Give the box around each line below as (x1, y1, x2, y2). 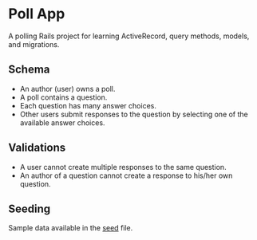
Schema (8, 63, 50, 77)
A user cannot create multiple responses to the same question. (19, 162, 227, 171)
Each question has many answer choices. (19, 100, 157, 110)
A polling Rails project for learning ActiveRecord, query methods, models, (8, 31, 250, 41)
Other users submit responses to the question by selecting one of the (19, 109, 249, 119)
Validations (8, 141, 66, 155)
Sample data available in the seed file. (8, 223, 133, 233)
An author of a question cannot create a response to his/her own (19, 171, 233, 180)
